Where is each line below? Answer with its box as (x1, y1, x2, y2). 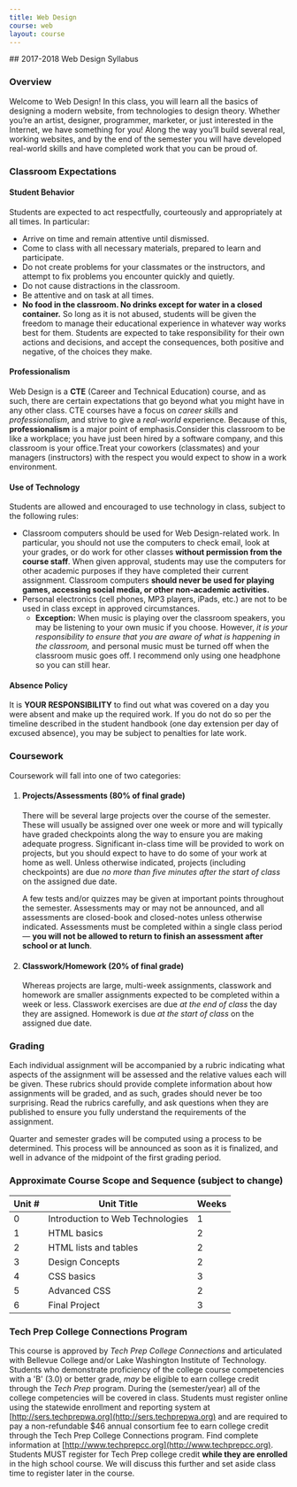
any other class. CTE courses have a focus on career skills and (9, 405, 239, 415)
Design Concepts (48, 1255, 120, 1267)
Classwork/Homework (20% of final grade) (21, 960, 184, 971)
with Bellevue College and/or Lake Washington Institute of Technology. (9, 1355, 267, 1365)
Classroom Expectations (9, 165, 117, 177)
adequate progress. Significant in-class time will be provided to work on (21, 838, 285, 848)
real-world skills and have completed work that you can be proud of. (9, 143, 258, 153)
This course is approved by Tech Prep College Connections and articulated (9, 1345, 283, 1356)
